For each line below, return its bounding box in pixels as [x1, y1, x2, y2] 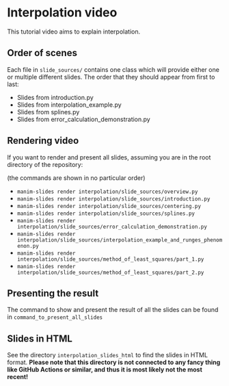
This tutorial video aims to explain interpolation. [7, 27, 141, 36]
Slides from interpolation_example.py [16, 101, 122, 109]
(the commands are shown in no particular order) [7, 173, 146, 182]
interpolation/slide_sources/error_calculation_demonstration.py [16, 223, 207, 230]
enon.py [16, 242, 39, 249]
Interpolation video [7, 5, 118, 21]
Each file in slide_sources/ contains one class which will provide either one [7, 65, 220, 73]
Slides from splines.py [16, 107, 80, 116]
